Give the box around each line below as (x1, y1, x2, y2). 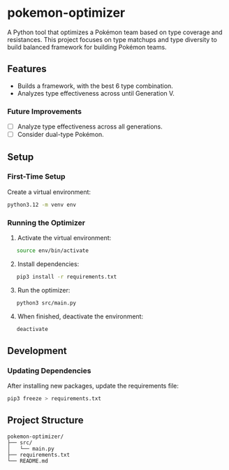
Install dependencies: (17, 260, 80, 268)
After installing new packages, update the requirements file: (7, 382, 179, 390)
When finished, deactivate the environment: (17, 312, 144, 321)
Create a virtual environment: (7, 187, 91, 196)
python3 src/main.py (16, 299, 77, 307)
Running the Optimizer (7, 218, 86, 228)
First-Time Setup (7, 172, 66, 182)
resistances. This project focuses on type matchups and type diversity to (7, 35, 218, 43)
